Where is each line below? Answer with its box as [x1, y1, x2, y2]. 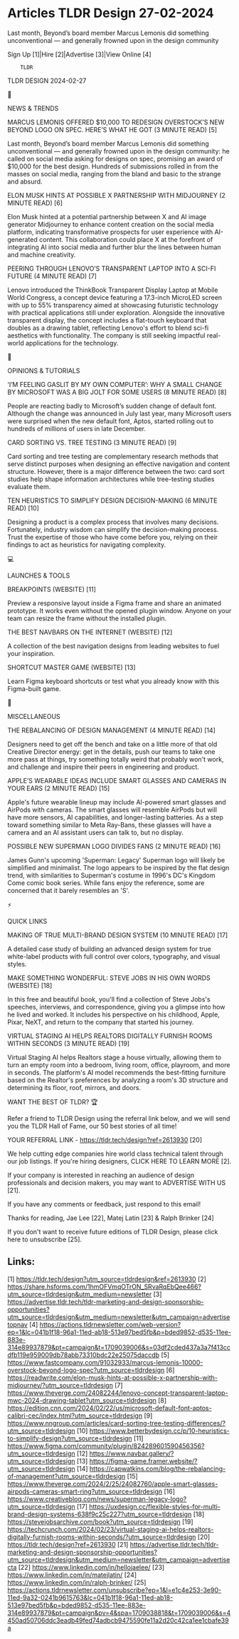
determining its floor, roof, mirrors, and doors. [7, 1083, 141, 1091]
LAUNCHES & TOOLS [7, 571, 70, 580]
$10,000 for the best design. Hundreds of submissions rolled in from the [7, 162, 219, 171]
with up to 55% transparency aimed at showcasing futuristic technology [7, 301, 218, 309]
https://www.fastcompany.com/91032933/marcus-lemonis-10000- [7, 1358, 203, 1366]
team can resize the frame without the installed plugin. [7, 614, 167, 622]
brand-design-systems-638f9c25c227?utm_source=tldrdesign [7, 1510, 192, 1518]
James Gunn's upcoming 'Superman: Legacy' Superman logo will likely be [7, 855, 225, 864]
